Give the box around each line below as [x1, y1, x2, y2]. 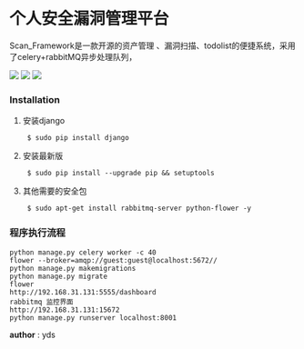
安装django [22, 115, 66, 126]
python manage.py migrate [9, 272, 107, 281]
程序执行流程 [9, 226, 66, 239]
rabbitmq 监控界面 [9, 297, 74, 306]
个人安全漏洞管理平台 [9, 8, 170, 29]
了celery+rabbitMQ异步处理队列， [9, 51, 137, 62]
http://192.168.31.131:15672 [9, 305, 120, 314]
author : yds [9, 329, 56, 340]
